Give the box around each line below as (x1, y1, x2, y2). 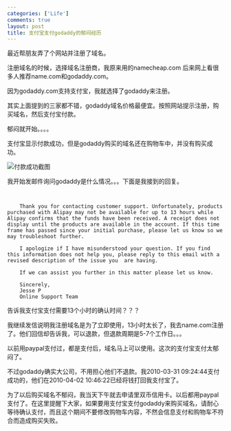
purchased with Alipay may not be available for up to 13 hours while (7, 209, 214, 216)
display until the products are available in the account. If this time (7, 221, 220, 228)
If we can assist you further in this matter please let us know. (19, 269, 214, 276)
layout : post (7, 23, 45, 30)
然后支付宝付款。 (30, 110, 80, 118)
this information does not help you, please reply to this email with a (7, 251, 220, 258)
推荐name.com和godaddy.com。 (19, 72, 112, 81)
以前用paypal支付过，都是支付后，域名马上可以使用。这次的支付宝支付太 (7, 344, 213, 353)
